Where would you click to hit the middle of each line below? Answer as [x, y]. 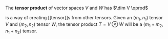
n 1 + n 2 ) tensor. [21, 31]
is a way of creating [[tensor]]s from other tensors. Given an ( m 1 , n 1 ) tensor [84, 18]
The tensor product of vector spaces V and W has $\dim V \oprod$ [77, 8]
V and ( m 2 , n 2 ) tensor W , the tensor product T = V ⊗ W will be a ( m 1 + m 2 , [84, 25]
